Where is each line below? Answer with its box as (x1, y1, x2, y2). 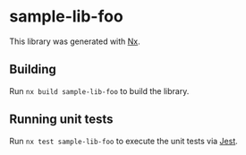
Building (9, 62, 56, 77)
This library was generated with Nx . (9, 36, 140, 47)
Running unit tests (9, 112, 114, 127)
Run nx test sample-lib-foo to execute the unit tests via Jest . (9, 135, 239, 146)
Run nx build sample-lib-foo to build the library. (9, 85, 190, 96)
